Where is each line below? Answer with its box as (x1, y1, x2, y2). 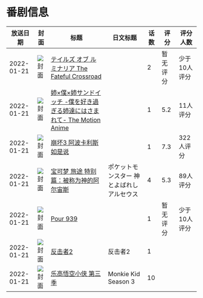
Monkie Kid (108, 270, 140, 278)
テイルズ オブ (50, 55, 89, 64)
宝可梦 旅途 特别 (50, 167, 97, 176)
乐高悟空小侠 (50, 269, 88, 277)
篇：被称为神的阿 (50, 176, 100, 185)
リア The (62, 64, 88, 73)
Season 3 (108, 277, 135, 285)
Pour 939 (50, 214, 78, 223)
